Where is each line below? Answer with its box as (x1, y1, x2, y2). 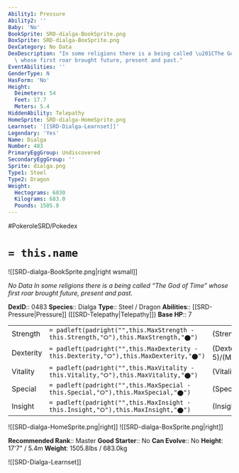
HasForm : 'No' (8, 76, 50, 84)
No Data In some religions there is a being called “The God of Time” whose (8, 281, 229, 289)
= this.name (8, 247, 79, 260)
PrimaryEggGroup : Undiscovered (8, 149, 101, 156)
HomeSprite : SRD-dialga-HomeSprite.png (8, 116, 126, 123)
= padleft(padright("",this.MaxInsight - (49, 398, 191, 406)
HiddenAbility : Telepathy (8, 110, 84, 117)
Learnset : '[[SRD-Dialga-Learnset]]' (8, 122, 120, 130)
